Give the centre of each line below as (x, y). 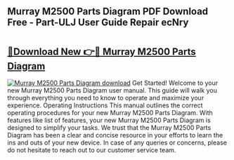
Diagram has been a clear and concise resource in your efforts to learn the (115, 135)
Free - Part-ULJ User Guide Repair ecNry (98, 23)
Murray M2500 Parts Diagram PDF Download (108, 12)
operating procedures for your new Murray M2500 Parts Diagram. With (110, 113)
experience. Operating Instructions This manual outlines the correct (105, 105)
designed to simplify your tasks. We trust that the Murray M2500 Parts (109, 128)
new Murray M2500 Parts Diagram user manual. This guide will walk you (112, 90)
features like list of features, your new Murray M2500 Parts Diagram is (109, 120)
